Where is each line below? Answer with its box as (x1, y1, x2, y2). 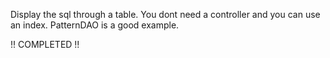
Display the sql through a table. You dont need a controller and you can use (10, 9, 321, 20)
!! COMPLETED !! (10, 39, 80, 50)
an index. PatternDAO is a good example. (10, 19, 180, 31)
